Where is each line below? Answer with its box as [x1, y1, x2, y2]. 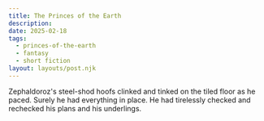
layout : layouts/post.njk [8, 65, 96, 73]
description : [8, 19, 53, 27]
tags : [8, 34, 27, 43]
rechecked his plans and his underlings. [8, 103, 142, 113]
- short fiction [15, 57, 71, 65]
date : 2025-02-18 [8, 27, 67, 35]
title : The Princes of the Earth [8, 11, 122, 20]
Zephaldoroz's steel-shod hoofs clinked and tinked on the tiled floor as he [8, 86, 256, 96]
